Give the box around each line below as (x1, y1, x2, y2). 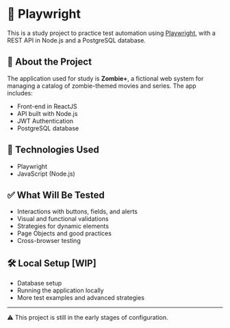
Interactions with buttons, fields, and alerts (16, 207, 138, 215)
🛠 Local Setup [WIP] (7, 257, 97, 269)
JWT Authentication (16, 117, 74, 125)
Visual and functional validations (16, 215, 109, 223)
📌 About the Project (7, 56, 92, 68)
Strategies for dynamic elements (16, 222, 110, 231)
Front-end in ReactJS (16, 102, 77, 110)
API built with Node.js (16, 109, 78, 117)
